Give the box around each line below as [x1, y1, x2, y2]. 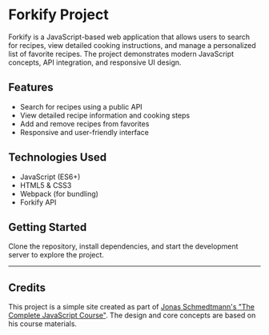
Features [8, 81, 54, 94]
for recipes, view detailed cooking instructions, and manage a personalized [8, 40, 256, 50]
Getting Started [8, 220, 87, 233]
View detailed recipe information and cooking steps [19, 110, 191, 120]
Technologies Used [8, 150, 106, 165]
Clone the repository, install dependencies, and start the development [8, 241, 239, 251]
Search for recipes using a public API [19, 102, 143, 111]
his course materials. [8, 319, 78, 329]
